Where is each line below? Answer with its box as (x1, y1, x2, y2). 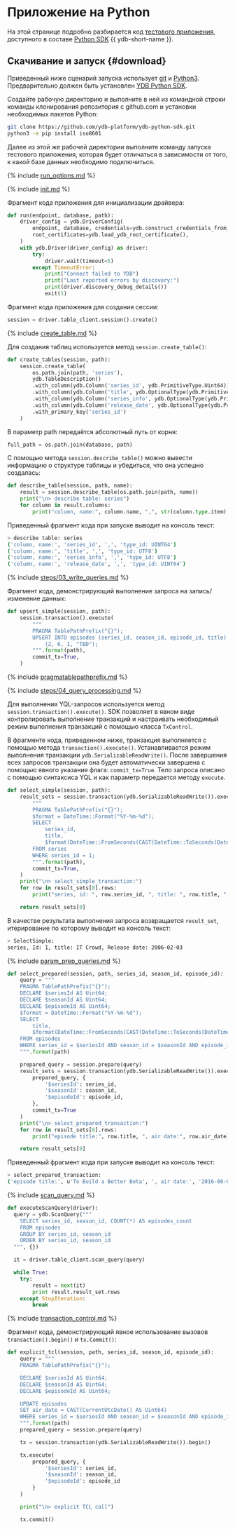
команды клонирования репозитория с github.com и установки (7, 102, 197, 111)
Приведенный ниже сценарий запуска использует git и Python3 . (7, 74, 200, 82)
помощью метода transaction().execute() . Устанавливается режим (7, 743, 211, 751)
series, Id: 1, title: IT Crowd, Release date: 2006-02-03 (7, 944, 183, 951)
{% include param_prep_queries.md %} (7, 957, 121, 965)
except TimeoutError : (32, 264, 96, 271)
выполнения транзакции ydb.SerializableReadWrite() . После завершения (7, 751, 227, 759)
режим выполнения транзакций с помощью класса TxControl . (7, 722, 193, 730)
